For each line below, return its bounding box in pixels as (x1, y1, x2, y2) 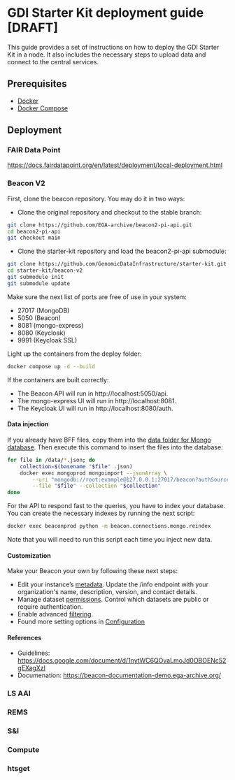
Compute (7, 745, 40, 755)
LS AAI (7, 688, 31, 698)
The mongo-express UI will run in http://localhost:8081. (17, 396, 177, 405)
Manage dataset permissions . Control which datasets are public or (17, 595, 209, 604)
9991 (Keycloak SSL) (17, 335, 78, 344)
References (7, 633, 42, 642)
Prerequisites (7, 78, 67, 90)
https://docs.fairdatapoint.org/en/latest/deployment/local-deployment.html (7, 161, 222, 169)
